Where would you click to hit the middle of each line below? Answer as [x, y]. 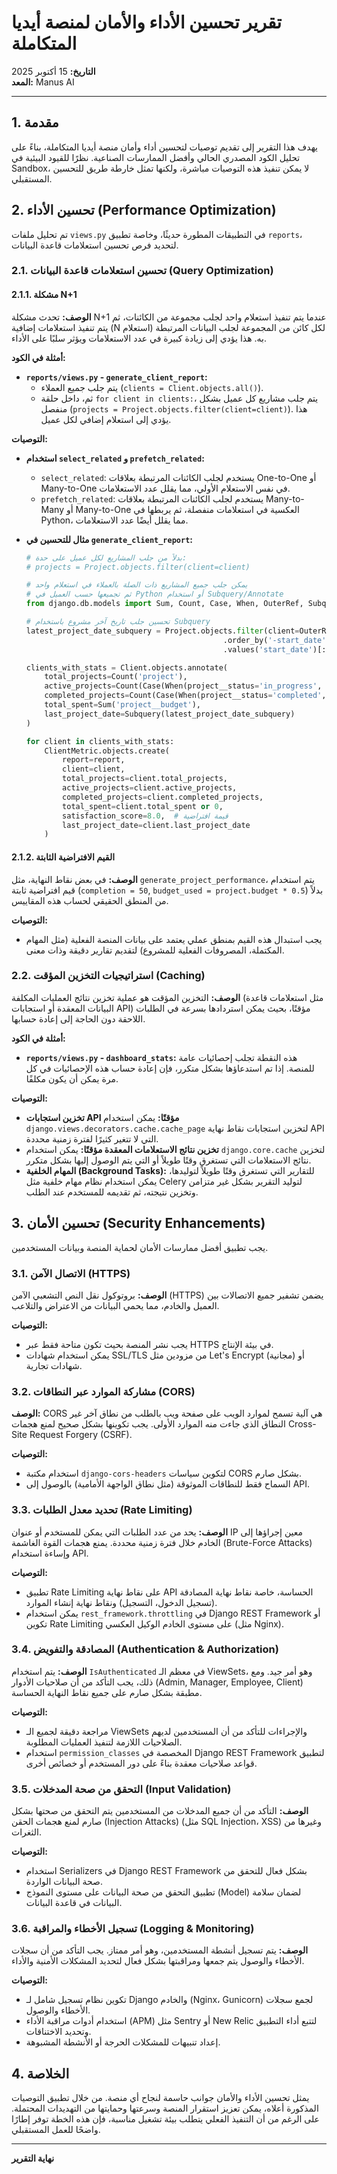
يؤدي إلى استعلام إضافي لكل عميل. [106, 419]
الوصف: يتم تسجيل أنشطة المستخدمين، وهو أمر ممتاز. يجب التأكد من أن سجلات [160, 1950]
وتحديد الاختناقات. [58, 2032]
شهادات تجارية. [54, 1365]
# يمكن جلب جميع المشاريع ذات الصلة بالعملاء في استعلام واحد [136, 585]
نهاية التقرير [33, 2158]
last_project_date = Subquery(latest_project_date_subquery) [170, 714]
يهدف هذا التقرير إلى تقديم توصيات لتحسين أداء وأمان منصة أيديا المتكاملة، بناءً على [164, 147]
